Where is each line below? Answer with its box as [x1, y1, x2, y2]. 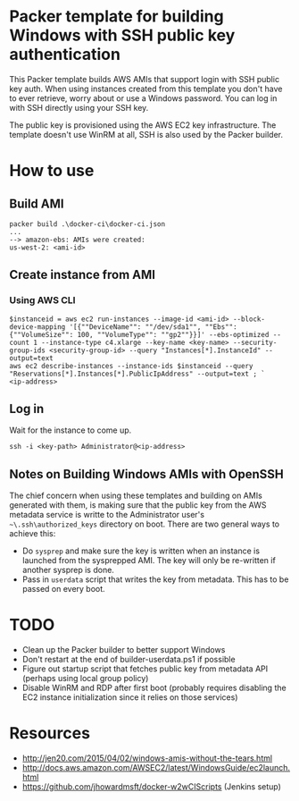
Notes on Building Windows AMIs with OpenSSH [9, 467, 284, 482]
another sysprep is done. [21, 565, 114, 576]
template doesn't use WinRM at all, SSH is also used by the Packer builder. [9, 129, 284, 139]
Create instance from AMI [9, 267, 156, 282]
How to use [9, 161, 95, 181]
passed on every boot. [21, 584, 105, 594]
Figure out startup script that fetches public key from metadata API [21, 663, 269, 674]
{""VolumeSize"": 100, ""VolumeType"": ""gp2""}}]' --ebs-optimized [9, 330, 270, 339]
